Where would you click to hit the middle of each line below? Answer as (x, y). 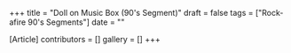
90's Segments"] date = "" (76, 22)
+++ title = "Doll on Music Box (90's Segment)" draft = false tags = (132, 13)
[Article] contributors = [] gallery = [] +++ (85, 39)
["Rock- (269, 13)
